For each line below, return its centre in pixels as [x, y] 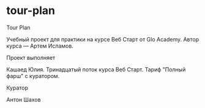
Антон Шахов [24, 99]
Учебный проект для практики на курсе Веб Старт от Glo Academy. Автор [103, 39]
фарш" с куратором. [33, 76]
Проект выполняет [31, 57]
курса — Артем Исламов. [40, 46]
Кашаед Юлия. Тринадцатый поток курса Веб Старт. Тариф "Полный [96, 69]
